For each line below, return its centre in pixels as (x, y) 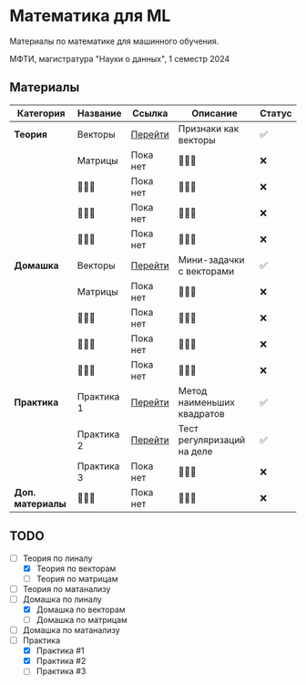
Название (99, 113)
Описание (214, 113)
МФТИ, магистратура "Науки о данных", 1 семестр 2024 (120, 58)
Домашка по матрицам (82, 619)
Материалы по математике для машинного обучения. (114, 41)
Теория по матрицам (77, 578)
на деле (195, 451)
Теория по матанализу (66, 588)
